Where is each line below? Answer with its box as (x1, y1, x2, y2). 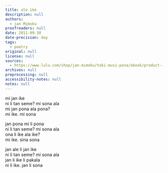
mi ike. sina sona (5, 137, 40, 143)
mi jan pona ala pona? (5, 106, 50, 112)
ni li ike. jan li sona (5, 162, 43, 168)
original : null (5, 49, 37, 54)
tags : (5, 40, 16, 45)
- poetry (9, 44, 28, 49)
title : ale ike (5, 7, 37, 12)
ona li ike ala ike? (5, 131, 40, 137)
